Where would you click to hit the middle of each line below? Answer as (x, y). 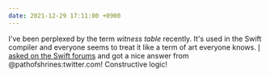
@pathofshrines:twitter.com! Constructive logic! (88, 64)
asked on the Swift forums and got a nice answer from (99, 55)
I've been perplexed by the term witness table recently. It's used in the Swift (135, 38)
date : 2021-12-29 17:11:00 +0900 (65, 16)
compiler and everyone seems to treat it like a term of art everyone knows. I (134, 47)
